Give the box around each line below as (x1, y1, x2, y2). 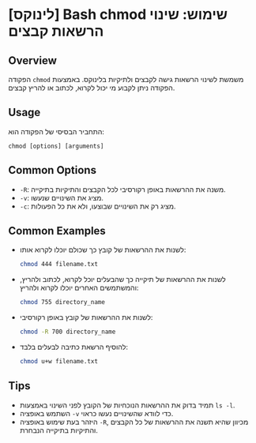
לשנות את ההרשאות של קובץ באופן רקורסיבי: (19, 313, 153, 322)
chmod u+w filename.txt (19, 358, 99, 366)
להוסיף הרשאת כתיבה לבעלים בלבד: (19, 342, 129, 352)
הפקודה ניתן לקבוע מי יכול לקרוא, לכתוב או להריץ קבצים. (8, 83, 175, 92)
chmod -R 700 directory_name (19, 328, 116, 336)
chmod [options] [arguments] (8, 142, 104, 150)
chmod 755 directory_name (19, 298, 105, 306)
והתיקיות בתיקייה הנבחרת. (19, 425, 99, 435)
